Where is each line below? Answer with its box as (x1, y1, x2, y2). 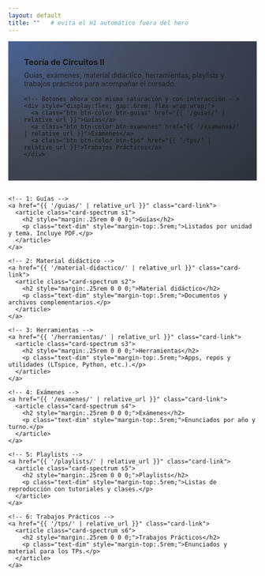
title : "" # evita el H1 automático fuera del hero (8, 19, 189, 27)
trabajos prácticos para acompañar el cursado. (24, 78, 177, 88)
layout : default (8, 11, 62, 20)
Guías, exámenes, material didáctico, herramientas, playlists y (24, 70, 225, 80)
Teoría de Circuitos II (24, 56, 105, 67)
